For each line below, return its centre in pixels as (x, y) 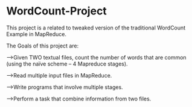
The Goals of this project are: (43, 46)
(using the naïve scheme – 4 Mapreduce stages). (67, 64)
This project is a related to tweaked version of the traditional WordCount (96, 28)
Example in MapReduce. (36, 34)
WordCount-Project (56, 11)
